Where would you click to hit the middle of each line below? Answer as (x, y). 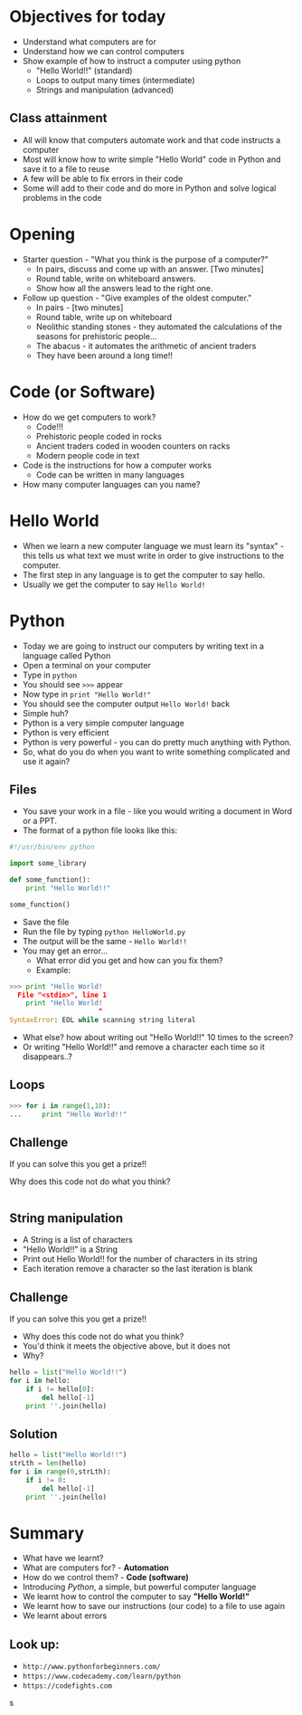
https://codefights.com (67, 1686)
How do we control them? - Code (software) (106, 1578)
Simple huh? (46, 713)
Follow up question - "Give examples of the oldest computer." (137, 298)
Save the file (46, 922)
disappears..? (47, 1056)
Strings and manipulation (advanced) (105, 90)
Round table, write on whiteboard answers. (116, 279)
